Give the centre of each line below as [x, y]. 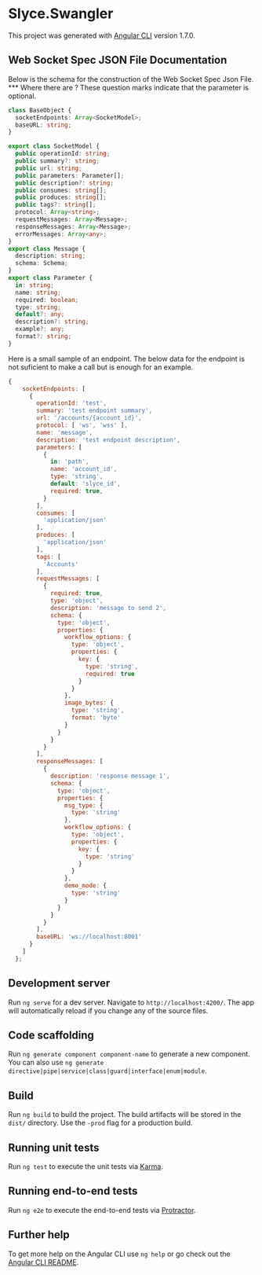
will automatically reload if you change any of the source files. [108, 1010]
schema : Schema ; [42, 263]
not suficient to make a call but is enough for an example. [101, 367]
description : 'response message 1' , [110, 776]
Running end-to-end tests [73, 1191]
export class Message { [47, 248]
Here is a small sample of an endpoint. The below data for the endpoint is [127, 358]
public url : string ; [49, 168]
